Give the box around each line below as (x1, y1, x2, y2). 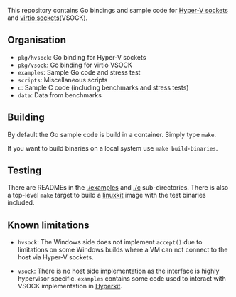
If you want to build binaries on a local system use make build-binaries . (7, 144, 218, 152)
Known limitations (7, 219, 90, 231)
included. (7, 198, 35, 207)
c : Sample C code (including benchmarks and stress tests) (17, 83, 189, 92)
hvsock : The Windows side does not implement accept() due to (17, 238, 203, 247)
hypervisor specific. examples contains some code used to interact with (17, 274, 226, 283)
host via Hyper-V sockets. (17, 253, 94, 261)
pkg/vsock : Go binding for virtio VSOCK (17, 60, 133, 69)
